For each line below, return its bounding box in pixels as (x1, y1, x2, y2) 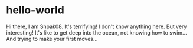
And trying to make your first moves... (6, 35, 98, 42)
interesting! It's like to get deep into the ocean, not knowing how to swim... (6, 29, 187, 36)
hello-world (6, 4, 65, 17)
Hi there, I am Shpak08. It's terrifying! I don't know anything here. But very (6, 23, 187, 30)
